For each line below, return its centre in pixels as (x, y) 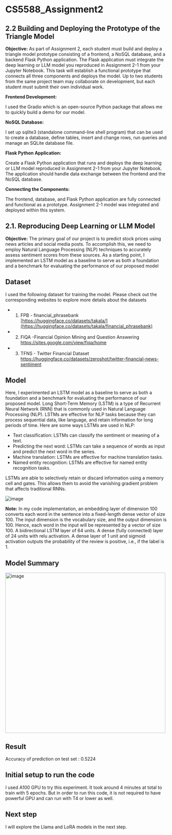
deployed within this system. (35, 210)
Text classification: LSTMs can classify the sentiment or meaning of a (86, 435)
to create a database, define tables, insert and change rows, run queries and (86, 138)
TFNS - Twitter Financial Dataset (55, 353)
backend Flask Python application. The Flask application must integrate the (84, 60)
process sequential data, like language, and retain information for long (79, 420)
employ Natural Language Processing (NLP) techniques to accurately (78, 249)
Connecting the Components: (38, 189)
